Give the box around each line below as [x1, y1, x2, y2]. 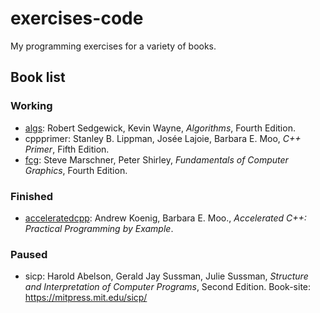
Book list [10, 69, 66, 86]
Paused [10, 247, 48, 261]
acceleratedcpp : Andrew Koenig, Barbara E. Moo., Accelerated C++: [24, 212, 307, 224]
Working [10, 99, 53, 113]
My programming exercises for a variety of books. [10, 40, 217, 52]
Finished [10, 189, 54, 203]
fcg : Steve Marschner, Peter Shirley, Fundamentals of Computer [24, 153, 289, 166]
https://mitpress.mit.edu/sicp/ [24, 292, 148, 304]
